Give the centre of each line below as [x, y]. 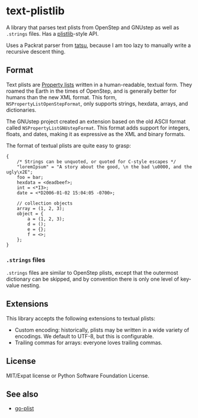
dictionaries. [21, 110]
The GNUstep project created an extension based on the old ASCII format [96, 121]
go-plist [24, 408]
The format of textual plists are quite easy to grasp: [69, 145]
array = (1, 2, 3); [41, 208]
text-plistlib [36, 11]
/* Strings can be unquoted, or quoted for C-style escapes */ [97, 162]
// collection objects [45, 203]
